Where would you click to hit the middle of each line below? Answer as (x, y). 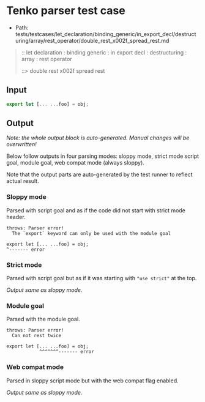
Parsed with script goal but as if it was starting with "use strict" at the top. (102, 278)
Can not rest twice (37, 336)
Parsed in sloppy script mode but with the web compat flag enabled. (92, 381)
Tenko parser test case (66, 11)
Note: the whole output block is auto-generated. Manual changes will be (98, 138)
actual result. (23, 181)
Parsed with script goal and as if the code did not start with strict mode (96, 210)
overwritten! (21, 144)
